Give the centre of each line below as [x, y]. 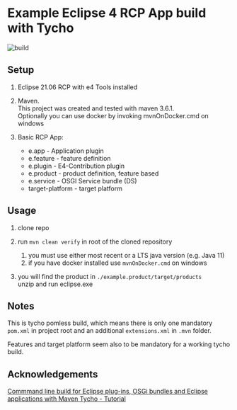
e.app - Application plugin [66, 151]
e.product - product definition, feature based [93, 173]
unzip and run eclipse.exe [55, 284]
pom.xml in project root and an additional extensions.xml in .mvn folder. [110, 331]
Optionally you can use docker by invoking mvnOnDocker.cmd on [113, 115]
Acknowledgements [53, 374]
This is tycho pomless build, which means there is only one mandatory [110, 323]
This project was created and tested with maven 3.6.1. [96, 108]
